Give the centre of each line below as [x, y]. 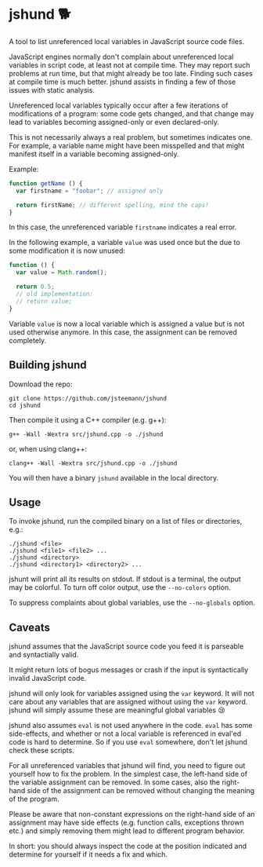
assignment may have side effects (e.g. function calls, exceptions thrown [127, 823]
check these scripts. [42, 751]
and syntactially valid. [44, 655]
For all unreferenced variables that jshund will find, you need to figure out [127, 766]
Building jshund [48, 365]
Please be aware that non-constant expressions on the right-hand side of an [132, 814]
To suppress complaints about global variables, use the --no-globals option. [132, 603]
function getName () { [46, 183]
